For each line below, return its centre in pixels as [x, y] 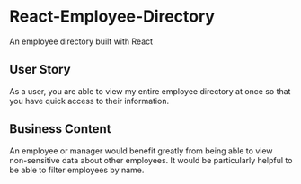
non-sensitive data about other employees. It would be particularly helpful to [151, 160]
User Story [40, 70]
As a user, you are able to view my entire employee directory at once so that [150, 91]
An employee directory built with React [81, 41]
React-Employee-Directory [112, 17]
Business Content [60, 129]
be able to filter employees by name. [77, 170]
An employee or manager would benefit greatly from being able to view [141, 151]
